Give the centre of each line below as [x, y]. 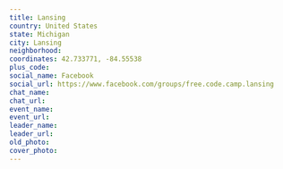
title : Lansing [38, 17]
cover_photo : [34, 150]
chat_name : [30, 92]
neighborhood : [36, 51]
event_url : [30, 117]
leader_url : [31, 134]
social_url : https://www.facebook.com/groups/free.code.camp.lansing [142, 84]
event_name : [31, 109]
